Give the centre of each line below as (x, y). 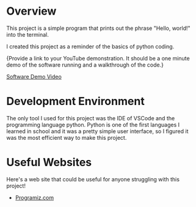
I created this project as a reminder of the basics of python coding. (90, 46)
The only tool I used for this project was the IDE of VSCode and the (91, 118)
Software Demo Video (34, 76)
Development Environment (75, 101)
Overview (31, 11)
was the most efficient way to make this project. (67, 137)
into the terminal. (27, 34)
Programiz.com (34, 197)
